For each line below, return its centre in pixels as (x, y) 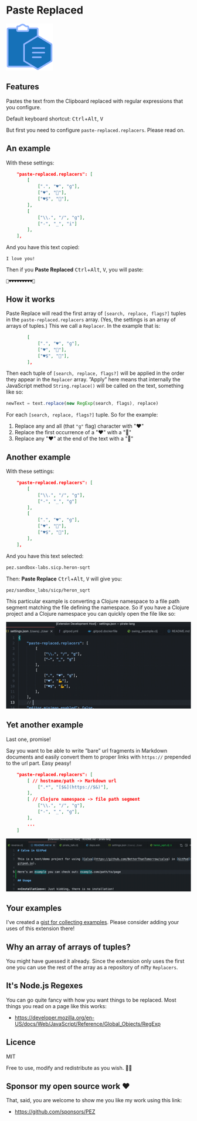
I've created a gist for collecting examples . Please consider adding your (93, 922)
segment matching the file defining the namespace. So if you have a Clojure (98, 607)
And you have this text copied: (43, 247)
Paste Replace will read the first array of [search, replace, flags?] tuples (96, 313)
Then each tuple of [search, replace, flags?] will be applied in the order (95, 373)
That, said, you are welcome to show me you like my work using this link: (94, 1100)
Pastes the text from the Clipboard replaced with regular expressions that (95, 101)
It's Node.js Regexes (45, 986)
